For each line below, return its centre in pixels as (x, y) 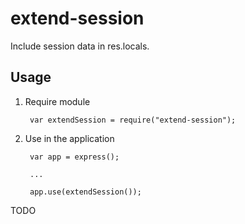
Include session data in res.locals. (80, 46)
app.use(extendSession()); (85, 192)
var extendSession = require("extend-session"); (133, 120)
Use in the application (69, 138)
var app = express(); (74, 157)
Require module (57, 101)
